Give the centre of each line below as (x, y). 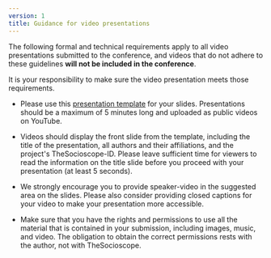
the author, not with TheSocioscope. (80, 245)
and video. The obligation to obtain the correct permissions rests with (136, 236)
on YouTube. (41, 121)
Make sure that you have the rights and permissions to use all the (129, 219)
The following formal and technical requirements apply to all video (119, 46)
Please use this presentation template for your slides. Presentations (132, 104)
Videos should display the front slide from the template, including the (135, 136)
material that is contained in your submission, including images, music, (138, 228)
